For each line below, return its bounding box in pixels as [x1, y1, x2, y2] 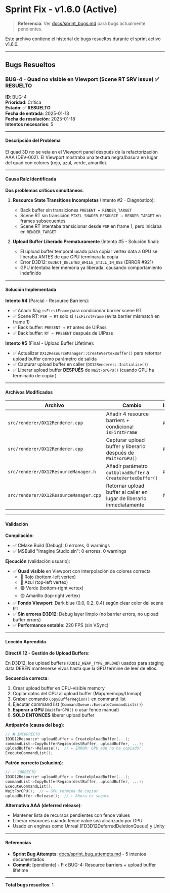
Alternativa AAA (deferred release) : [5, 802, 82, 809]
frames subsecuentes [20, 218, 66, 224]
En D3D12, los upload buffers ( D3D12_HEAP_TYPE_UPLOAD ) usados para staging [5, 660, 164, 666]
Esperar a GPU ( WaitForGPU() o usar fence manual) [12, 706, 119, 712]
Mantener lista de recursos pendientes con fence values [12, 812, 131, 818]
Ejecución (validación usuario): [5, 558, 70, 564]
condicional [106, 423, 134, 430]
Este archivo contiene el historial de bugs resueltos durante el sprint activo [5, 36, 161, 42]
